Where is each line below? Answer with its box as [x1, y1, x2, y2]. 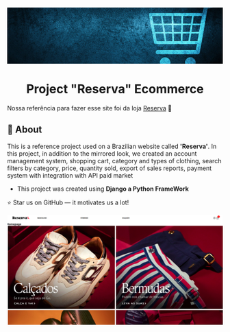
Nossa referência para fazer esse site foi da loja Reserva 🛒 [7, 104, 172, 112]
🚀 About [7, 124, 42, 136]
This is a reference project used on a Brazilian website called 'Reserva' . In [7, 142, 217, 150]
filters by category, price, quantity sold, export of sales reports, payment [7, 164, 212, 172]
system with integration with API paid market [7, 171, 133, 179]
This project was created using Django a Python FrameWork [16, 185, 190, 193]
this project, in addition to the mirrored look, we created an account [7, 149, 197, 158]
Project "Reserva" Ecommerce [26, 82, 204, 97]
